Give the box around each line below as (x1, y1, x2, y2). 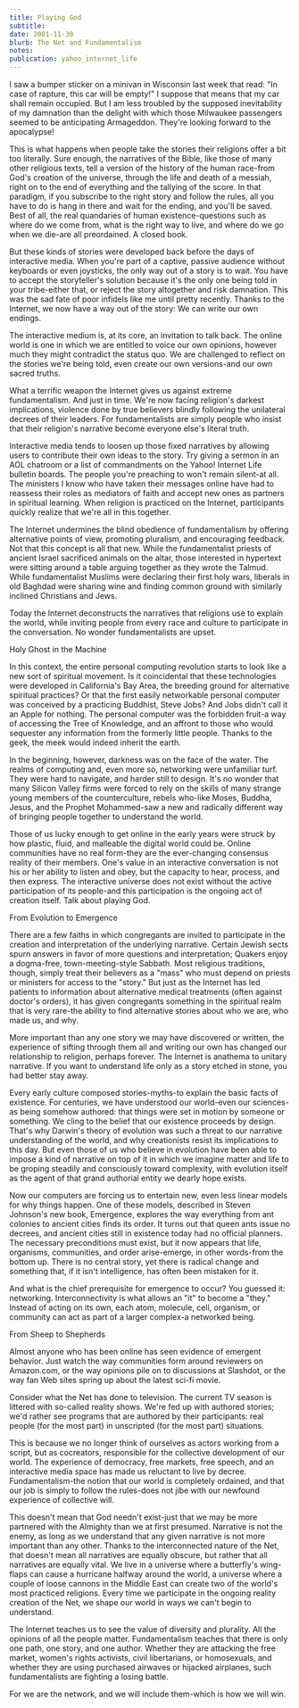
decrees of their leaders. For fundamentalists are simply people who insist (9, 414, 282, 424)
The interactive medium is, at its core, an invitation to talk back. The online (9, 330, 283, 340)
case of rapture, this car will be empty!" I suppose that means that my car (9, 88, 279, 99)
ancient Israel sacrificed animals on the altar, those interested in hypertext (9, 552, 282, 563)
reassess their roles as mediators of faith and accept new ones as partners (9, 488, 285, 498)
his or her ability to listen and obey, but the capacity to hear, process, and (9, 866, 280, 877)
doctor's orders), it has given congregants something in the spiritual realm (9, 996, 282, 1007)
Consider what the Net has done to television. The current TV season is (9, 1392, 272, 1402)
